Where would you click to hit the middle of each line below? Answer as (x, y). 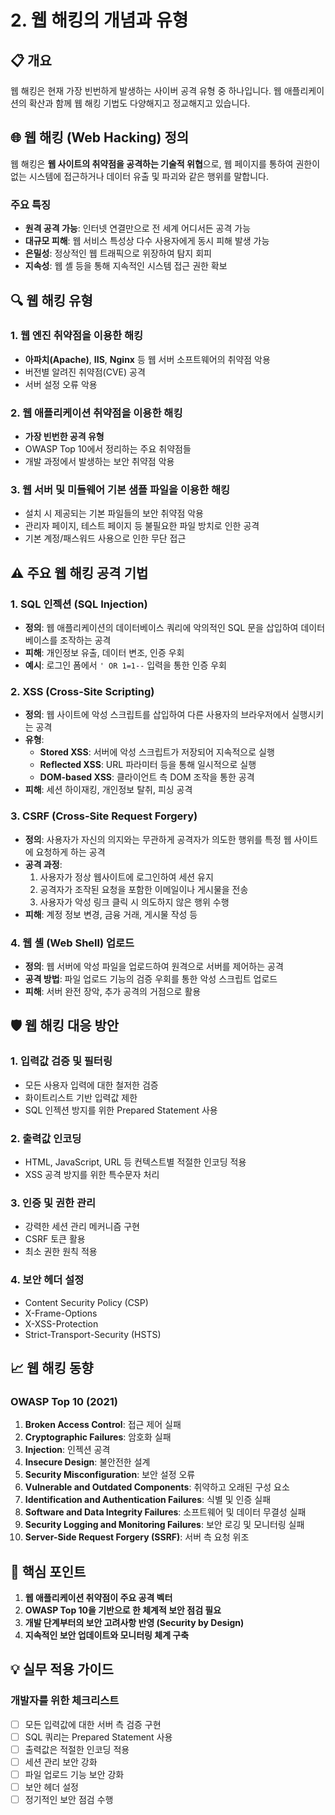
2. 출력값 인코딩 (46, 1138)
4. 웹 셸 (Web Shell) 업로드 (72, 943)
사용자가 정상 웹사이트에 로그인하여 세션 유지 (126, 877)
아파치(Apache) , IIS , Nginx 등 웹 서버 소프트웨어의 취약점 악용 (147, 359)
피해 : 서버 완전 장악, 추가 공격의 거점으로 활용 (113, 991)
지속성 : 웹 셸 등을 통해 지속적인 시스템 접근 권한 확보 (126, 266)
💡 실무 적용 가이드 (62, 1669)
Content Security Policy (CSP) (86, 1302)
